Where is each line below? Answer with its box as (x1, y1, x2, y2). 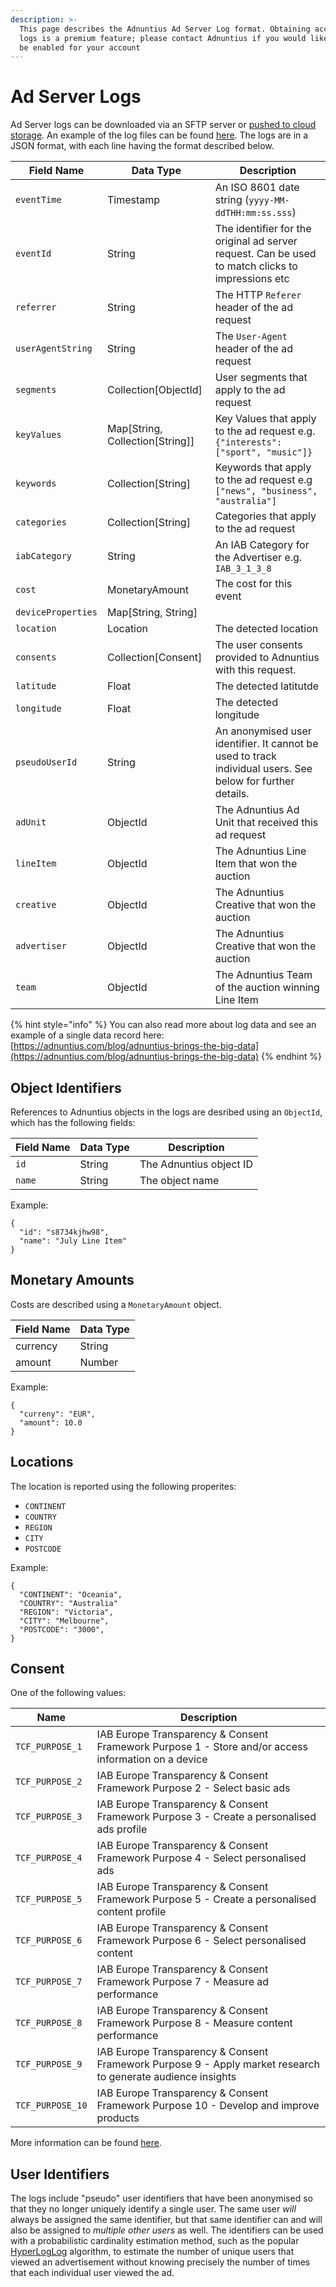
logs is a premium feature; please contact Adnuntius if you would (19, 33, 307, 43)
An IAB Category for (214, 538, 310, 552)
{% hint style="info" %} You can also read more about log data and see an (10, 1019, 317, 1031)
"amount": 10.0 (19, 1417, 83, 1428)
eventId (15, 248, 52, 260)
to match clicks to (214, 259, 298, 273)
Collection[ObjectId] (106, 383, 203, 397)
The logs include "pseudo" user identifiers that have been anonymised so (10, 2192, 313, 2205)
